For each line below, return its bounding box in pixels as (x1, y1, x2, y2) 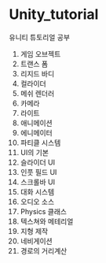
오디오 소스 (20, 197, 55, 206)
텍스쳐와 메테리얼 (20, 217, 74, 226)
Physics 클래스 (20, 206, 68, 216)
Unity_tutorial (9, 6, 99, 24)
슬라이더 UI (20, 157, 56, 167)
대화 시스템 (20, 187, 55, 196)
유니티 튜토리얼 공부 (9, 32, 70, 42)
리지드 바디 (20, 69, 55, 78)
